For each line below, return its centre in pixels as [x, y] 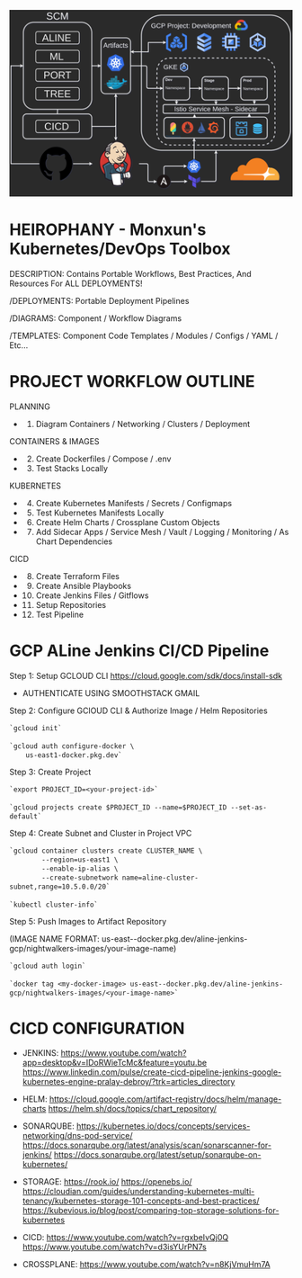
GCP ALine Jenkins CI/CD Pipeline [139, 651]
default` [26, 816]
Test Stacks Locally [72, 468]
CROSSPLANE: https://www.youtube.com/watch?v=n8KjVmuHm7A [147, 1265]
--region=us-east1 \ [80, 860]
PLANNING [30, 407]
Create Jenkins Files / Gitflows [92, 595]
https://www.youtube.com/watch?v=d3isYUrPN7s [114, 1247]
